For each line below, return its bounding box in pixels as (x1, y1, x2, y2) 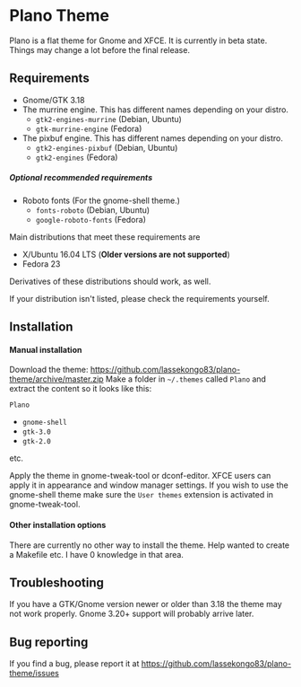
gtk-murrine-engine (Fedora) (35, 123, 142, 134)
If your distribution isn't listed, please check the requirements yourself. (9, 293, 271, 304)
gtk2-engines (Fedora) (35, 152, 118, 163)
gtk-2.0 (21, 437, 51, 446)
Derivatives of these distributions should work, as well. (9, 276, 211, 286)
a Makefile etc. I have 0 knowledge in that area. (9, 549, 184, 559)
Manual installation (9, 344, 82, 355)
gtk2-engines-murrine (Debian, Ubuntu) (35, 113, 182, 124)
